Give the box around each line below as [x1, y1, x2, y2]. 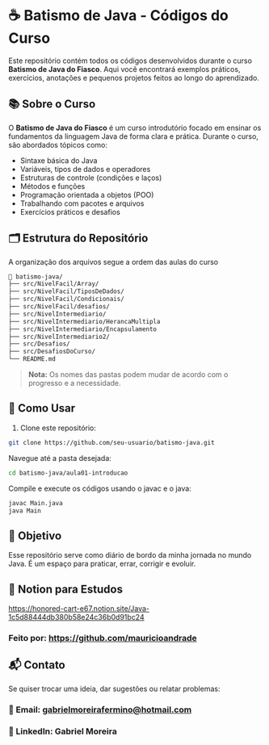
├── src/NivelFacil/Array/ [8, 280, 99, 288]
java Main [8, 506, 42, 515]
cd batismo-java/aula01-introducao [8, 469, 128, 477]
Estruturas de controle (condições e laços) [19, 173, 162, 182]
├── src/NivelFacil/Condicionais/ [8, 295, 125, 303]
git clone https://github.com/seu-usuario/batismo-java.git [8, 438, 216, 446]
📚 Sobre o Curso [8, 98, 96, 111]
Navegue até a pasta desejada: [8, 453, 111, 462]
